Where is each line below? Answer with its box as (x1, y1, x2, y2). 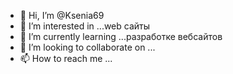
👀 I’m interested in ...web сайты (19, 20, 151, 32)
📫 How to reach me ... (19, 53, 113, 64)
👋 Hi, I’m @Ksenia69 (19, 10, 105, 21)
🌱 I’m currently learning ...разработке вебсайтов (19, 31, 223, 42)
